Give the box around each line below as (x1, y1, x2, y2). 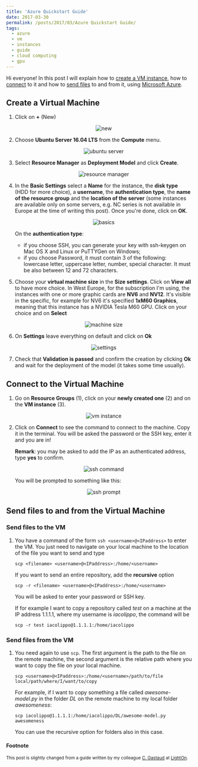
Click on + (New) (14, 114, 56, 121)
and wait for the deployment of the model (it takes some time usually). (14, 362, 186, 369)
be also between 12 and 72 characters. (23, 267, 118, 274)
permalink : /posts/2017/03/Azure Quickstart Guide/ (6, 20, 136, 25)
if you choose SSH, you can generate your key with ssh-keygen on (23, 242, 186, 249)
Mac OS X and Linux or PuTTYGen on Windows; (23, 248, 141, 255)
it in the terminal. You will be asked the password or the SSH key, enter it (14, 430, 192, 438)
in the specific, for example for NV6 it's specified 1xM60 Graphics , (14, 297, 178, 305)
